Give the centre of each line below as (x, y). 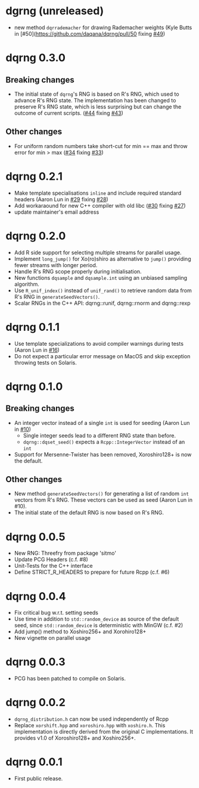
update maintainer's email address (57, 212)
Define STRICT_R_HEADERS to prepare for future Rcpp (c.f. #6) (92, 572)
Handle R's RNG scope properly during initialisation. (78, 271)
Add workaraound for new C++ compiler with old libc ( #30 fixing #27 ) (100, 205)
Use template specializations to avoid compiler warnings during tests (99, 343)
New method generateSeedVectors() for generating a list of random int (101, 494)
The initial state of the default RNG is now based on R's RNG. (89, 512)
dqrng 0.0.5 (35, 537)
